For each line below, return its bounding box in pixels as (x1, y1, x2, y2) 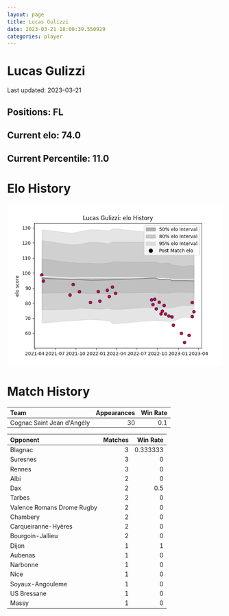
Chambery (10, 513, 40, 521)
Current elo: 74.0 (7, 129, 81, 141)
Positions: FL (7, 106, 64, 118)
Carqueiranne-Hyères (10, 522, 73, 531)
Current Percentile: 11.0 (7, 153, 110, 164)
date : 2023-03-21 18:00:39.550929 (7, 25, 106, 32)
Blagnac (10, 446, 34, 454)
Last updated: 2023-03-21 (7, 86, 82, 94)
